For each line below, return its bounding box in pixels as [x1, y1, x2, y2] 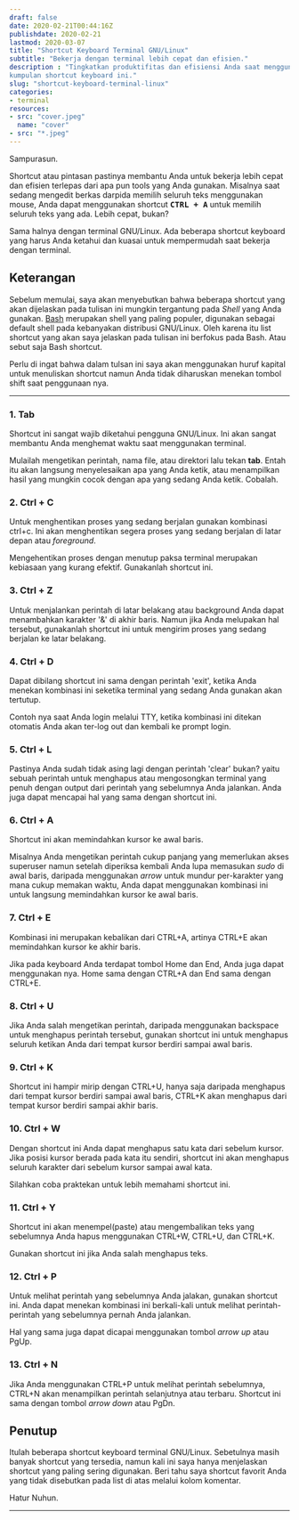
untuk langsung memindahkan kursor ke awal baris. [9, 890, 198, 900]
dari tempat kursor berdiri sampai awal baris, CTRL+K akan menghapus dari [9, 1091, 287, 1101]
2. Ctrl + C [9, 496, 54, 508]
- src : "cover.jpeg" [9, 112, 86, 121]
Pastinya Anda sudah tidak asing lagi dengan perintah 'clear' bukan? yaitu [9, 763, 280, 775]
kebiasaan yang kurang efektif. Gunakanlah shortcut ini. [9, 562, 214, 573]
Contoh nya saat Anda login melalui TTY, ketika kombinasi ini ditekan [9, 711, 262, 722]
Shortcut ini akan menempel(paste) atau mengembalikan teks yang [9, 1221, 255, 1231]
